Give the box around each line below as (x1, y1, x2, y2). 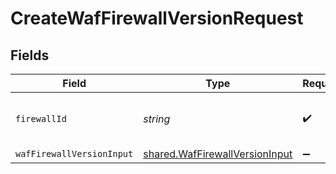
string (143, 112, 171, 126)
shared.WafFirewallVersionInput (143, 147, 293, 161)
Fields (10, 47, 50, 64)
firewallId (15, 113, 67, 124)
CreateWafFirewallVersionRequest (10, 7, 304, 30)
